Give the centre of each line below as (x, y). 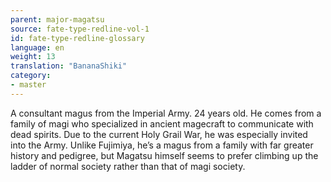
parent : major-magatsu (57, 19)
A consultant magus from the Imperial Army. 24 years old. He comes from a (166, 113)
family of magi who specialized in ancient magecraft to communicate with (162, 123)
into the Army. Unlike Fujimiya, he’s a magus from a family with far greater (162, 145)
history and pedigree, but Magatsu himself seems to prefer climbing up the (164, 155)
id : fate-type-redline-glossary (77, 38)
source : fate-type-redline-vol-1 (80, 29)
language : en (37, 47)
